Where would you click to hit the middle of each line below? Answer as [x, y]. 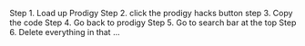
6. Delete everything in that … [65, 32]
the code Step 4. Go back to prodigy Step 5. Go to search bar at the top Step [153, 23]
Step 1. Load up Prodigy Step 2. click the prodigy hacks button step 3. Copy [151, 13]
